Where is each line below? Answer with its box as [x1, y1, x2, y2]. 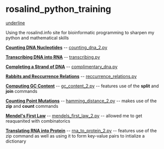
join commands [5, 88, 38, 94]
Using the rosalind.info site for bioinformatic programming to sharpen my [5, 29, 155, 35]
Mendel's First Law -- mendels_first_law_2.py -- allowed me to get [5, 113, 143, 119]
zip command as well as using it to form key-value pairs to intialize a [5, 133, 145, 139]
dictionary [5, 138, 26, 144]
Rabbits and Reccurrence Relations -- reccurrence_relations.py [5, 73, 137, 79]
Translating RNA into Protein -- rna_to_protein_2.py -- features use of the [5, 128, 157, 134]
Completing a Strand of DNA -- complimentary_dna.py [5, 64, 118, 70]
